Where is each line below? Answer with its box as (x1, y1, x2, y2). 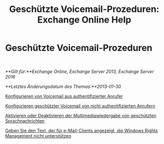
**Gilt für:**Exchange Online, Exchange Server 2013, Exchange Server (5, 68, 154, 74)
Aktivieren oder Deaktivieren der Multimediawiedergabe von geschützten (5, 112, 156, 118)
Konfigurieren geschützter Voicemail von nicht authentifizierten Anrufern (5, 102, 155, 108)
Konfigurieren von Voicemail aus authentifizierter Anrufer (5, 93, 123, 99)
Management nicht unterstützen (5, 132, 72, 138)
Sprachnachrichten (5, 117, 45, 123)
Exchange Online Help (37, 14, 131, 25)
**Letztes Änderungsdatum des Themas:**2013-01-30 (5, 83, 121, 89)
